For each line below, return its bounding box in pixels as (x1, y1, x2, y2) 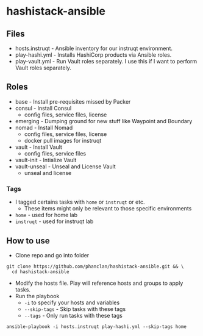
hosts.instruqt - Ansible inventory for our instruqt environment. (15, 45, 173, 52)
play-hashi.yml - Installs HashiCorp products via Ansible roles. (15, 51, 172, 59)
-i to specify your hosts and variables (24, 299, 120, 306)
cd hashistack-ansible (12, 268, 69, 275)
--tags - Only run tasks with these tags (24, 312, 123, 319)
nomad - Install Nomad (15, 124, 73, 131)
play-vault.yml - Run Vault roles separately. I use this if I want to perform (15, 58, 197, 65)
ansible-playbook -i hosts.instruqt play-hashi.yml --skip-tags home (6, 323, 187, 330)
